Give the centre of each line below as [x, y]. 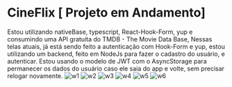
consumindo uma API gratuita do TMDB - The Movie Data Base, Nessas [110, 39]
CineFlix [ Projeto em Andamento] [107, 13]
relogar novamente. [35, 76]
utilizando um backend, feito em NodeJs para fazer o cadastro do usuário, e [116, 54]
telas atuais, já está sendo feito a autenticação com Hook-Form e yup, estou [116, 46]
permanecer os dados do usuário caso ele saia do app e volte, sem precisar [116, 68]
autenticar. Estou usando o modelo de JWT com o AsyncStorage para [107, 61]
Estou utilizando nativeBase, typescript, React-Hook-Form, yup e [100, 32]
